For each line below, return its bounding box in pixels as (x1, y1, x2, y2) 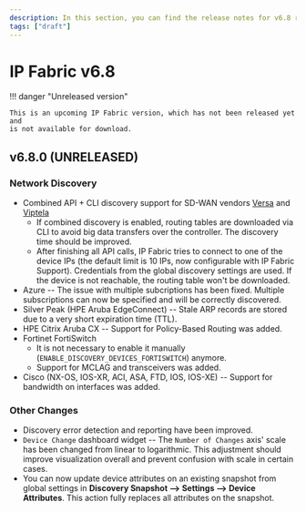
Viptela (22, 207, 50, 219)
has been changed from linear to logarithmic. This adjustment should (22, 444, 282, 456)
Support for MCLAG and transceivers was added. (36, 362, 221, 374)
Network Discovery (9, 177, 97, 189)
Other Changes (9, 404, 79, 417)
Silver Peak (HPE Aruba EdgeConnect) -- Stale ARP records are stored (22, 304, 288, 315)
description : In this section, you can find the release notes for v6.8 (9, 13, 291, 23)
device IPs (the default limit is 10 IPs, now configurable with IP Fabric (36, 256, 295, 267)
